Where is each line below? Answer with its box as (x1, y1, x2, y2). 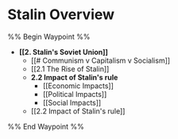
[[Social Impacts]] (42, 98, 102, 107)
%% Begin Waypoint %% (7, 32, 91, 41)
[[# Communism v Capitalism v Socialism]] (30, 56, 171, 65)
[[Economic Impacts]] (42, 81, 114, 91)
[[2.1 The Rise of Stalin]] (30, 64, 110, 73)
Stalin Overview (7, 6, 115, 24)
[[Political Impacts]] (42, 89, 107, 98)
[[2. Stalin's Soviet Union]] (18, 47, 109, 56)
